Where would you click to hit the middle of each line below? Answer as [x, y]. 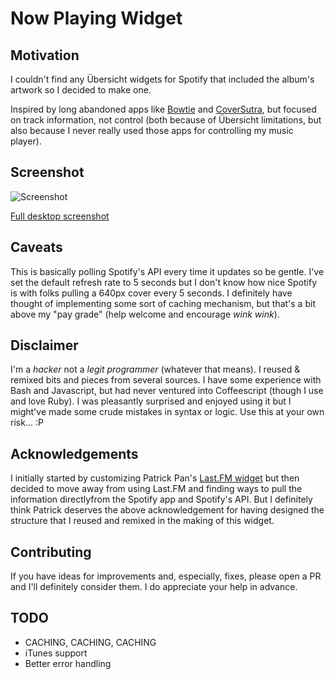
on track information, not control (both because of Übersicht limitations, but [166, 120]
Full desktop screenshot [60, 216]
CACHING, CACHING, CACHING [90, 642]
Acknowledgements [74, 453]
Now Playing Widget [96, 18]
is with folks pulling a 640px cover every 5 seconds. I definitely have [151, 293]
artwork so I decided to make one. [81, 90]
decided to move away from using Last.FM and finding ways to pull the [156, 489]
